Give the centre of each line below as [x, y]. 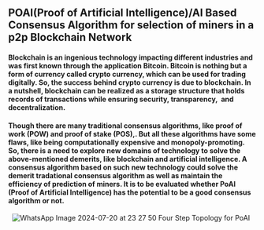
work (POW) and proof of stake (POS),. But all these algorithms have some [132, 133]
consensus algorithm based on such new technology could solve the [123, 167]
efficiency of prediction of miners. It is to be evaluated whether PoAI [122, 184]
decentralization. [37, 107]
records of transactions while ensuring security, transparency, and [121, 99]
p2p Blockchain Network [70, 37]
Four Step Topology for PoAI [204, 218]
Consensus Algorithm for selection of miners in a [131, 26]
